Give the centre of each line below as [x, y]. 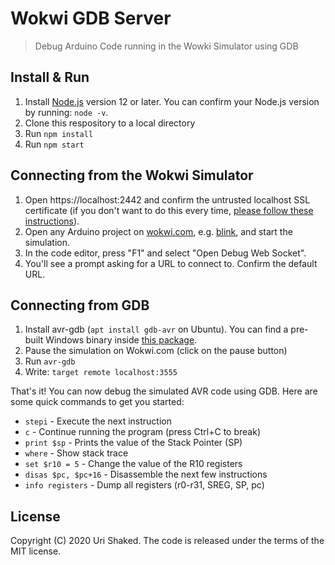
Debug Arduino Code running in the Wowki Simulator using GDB [166, 46]
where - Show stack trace [76, 453]
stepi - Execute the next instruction [98, 421]
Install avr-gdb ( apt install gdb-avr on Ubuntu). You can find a [156, 329]
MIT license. [36, 551]
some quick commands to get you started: [97, 402]
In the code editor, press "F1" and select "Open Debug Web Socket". [165, 253]
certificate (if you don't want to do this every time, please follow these [169, 210]
